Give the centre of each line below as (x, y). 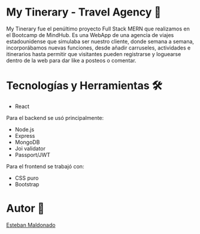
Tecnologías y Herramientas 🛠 (84, 86)
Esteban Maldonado (31, 225)
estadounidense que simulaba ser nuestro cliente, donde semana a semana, (100, 41)
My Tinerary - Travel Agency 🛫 (84, 12)
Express (25, 136)
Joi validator (30, 148)
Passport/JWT (33, 155)
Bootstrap (27, 184)
